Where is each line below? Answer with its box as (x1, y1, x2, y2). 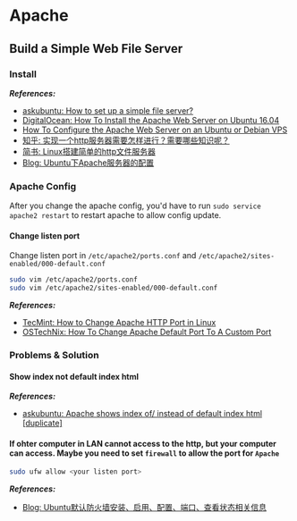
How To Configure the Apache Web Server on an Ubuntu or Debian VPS (21, 124, 288, 135)
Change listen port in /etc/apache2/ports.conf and (9, 250, 197, 261)
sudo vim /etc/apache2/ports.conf (9, 275, 139, 284)
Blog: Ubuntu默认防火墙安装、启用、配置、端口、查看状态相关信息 (21, 502, 267, 513)
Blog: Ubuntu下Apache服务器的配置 (21, 157, 155, 168)
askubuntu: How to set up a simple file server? (21, 105, 194, 116)
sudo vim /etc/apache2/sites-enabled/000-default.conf (9, 283, 218, 293)
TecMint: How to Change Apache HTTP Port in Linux (21, 317, 216, 328)
